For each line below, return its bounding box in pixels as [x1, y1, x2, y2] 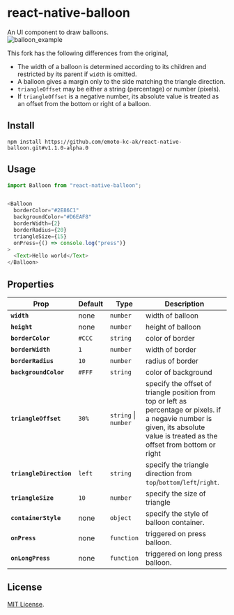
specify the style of [145, 509, 209, 518]
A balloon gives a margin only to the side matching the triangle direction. [17, 77, 226, 85]
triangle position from [145, 387, 216, 397]
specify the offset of [145, 379, 212, 388]
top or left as [145, 397, 187, 406]
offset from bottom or [145, 440, 216, 450]
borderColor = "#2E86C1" [13, 207, 79, 214]
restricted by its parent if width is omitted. [17, 70, 137, 78]
